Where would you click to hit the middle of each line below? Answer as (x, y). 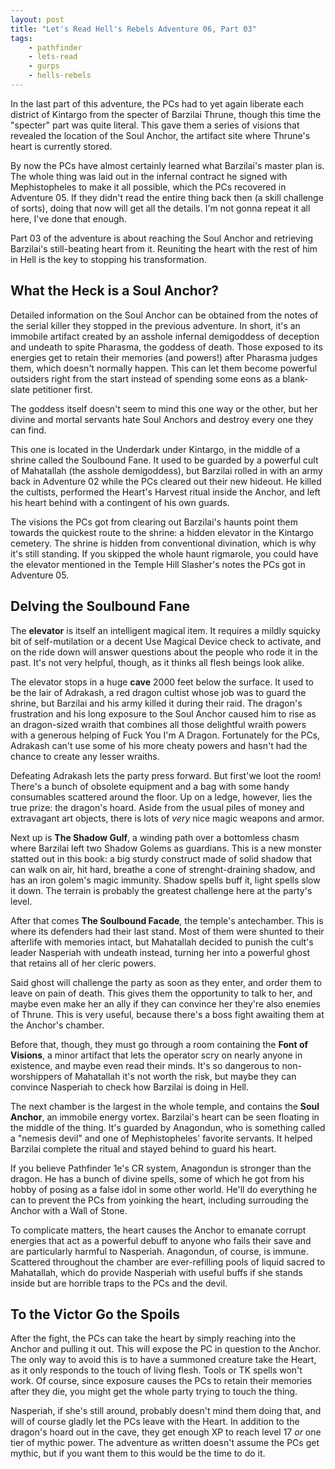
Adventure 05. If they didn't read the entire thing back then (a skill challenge (167, 197)
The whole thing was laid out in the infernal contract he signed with (149, 176)
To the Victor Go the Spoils (95, 1314)
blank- (295, 378)
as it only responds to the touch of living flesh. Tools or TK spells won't (156, 1370)
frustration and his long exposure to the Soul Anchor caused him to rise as (163, 713)
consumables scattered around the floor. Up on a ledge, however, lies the (161, 797)
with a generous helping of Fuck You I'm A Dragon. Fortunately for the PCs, (165, 735)
